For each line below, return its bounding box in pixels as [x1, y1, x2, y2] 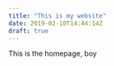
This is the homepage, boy [8, 49, 97, 59]
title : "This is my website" [8, 11, 107, 20]
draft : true [8, 27, 49, 35]
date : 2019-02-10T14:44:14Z [8, 19, 103, 27]
